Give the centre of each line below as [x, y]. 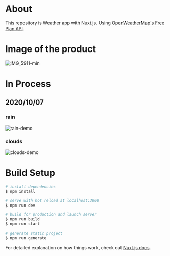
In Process [28, 84]
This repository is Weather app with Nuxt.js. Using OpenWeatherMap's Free [85, 23]
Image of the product [51, 49]
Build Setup [30, 173]
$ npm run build [22, 219]
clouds [14, 141]
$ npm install [20, 191]
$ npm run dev [20, 205]
